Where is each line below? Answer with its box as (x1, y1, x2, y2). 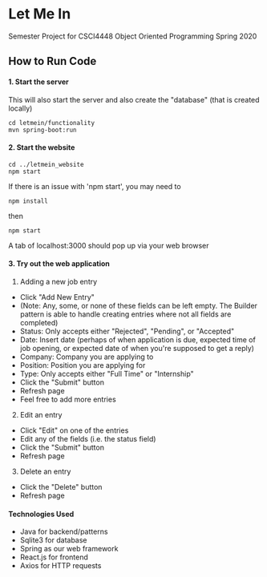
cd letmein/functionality (8, 119, 95, 127)
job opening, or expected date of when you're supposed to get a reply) (19, 343, 255, 353)
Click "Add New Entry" (19, 292, 95, 301)
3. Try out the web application (8, 259, 111, 268)
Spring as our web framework (19, 544, 119, 554)
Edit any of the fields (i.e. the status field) (19, 434, 156, 443)
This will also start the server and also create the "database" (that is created (8, 95, 260, 104)
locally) (8, 103, 33, 113)
